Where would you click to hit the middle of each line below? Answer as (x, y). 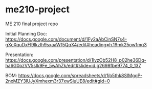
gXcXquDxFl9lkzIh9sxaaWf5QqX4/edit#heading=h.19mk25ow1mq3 (76, 44)
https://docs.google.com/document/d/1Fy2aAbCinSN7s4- (66, 39)
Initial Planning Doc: (26, 33)
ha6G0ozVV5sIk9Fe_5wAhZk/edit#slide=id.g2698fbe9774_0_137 (73, 65)
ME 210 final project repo (32, 24)
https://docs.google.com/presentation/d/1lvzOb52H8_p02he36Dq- (76, 60)
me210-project (38, 10)
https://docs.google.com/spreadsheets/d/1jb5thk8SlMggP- (80, 75)
